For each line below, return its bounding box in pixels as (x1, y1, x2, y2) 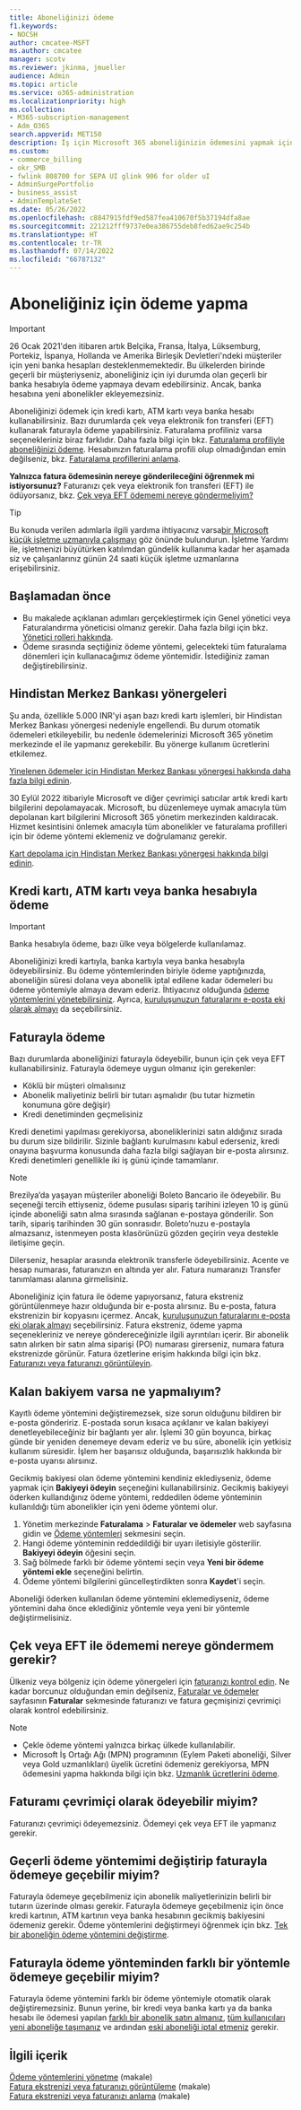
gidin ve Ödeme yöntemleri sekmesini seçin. (21, 1529, 186, 1539)
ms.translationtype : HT (9, 230, 99, 239)
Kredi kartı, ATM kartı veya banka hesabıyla (9, 883, 258, 898)
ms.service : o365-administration (9, 88, 134, 97)
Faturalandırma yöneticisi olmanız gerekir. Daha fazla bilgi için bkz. (21, 622, 269, 632)
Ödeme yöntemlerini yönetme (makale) (9, 2071, 153, 2082)
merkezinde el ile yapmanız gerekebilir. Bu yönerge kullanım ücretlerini (9, 738, 271, 749)
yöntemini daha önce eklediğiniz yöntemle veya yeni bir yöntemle (9, 1603, 250, 1613)
